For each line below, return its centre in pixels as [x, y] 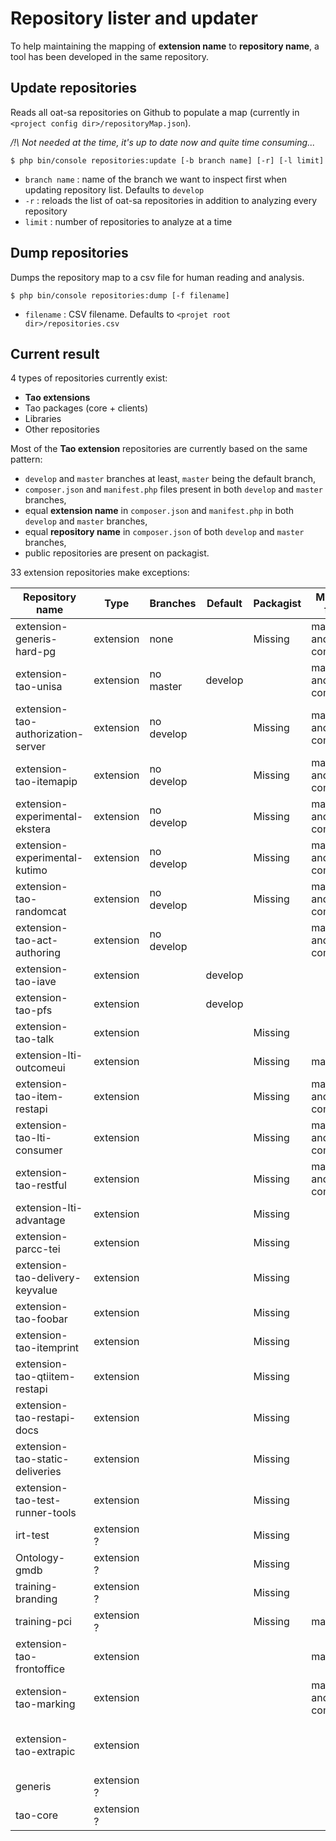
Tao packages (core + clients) [86, 408]
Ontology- [40, 1558]
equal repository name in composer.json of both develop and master [164, 532]
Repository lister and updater [134, 18]
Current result [55, 353]
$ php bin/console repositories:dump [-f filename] [120, 295]
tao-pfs [34, 1010]
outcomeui [40, 1068]
